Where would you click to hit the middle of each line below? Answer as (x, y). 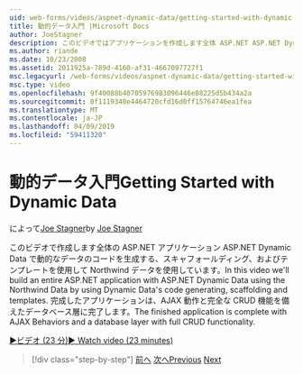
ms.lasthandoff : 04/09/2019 (62, 127)
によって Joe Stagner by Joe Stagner (76, 228)
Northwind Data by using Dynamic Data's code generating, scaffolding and (149, 289)
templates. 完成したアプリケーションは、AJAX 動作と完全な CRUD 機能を (146, 300)
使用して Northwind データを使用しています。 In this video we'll (173, 269)
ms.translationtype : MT (54, 110)
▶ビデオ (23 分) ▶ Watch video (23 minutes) (92, 340)
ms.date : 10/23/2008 (48, 59)
